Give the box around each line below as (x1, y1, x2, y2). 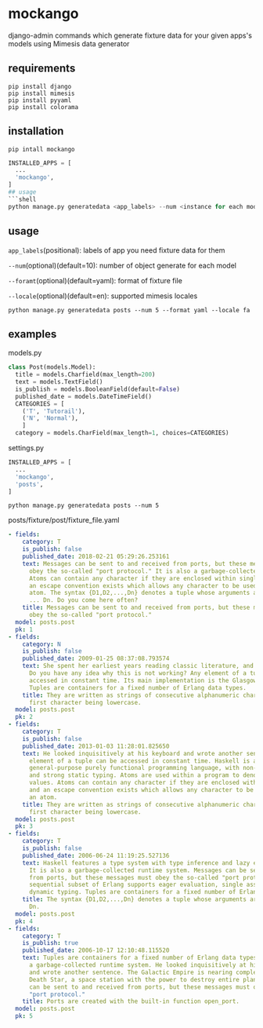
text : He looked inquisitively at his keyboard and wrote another (22, 749, 243, 757)
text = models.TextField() (15, 378, 103, 386)
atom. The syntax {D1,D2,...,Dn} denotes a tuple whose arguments (28, 589, 250, 597)
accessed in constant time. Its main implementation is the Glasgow (28, 676, 258, 684)
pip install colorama (8, 103, 79, 111)
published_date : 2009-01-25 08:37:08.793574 (22, 654, 170, 663)
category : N (22, 640, 61, 648)
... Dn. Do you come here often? (28, 596, 139, 604)
